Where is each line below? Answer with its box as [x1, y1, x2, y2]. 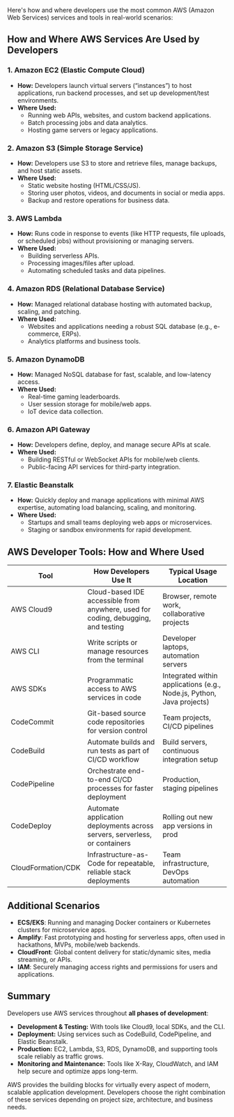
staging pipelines [162, 783, 219, 793]
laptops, [162, 642, 189, 652]
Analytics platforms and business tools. [27, 336, 141, 345]
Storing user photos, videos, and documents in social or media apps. [27, 188, 225, 197]
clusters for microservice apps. [17, 926, 107, 934]
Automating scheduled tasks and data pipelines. [27, 267, 166, 275]
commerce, [27, 330, 61, 338]
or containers [87, 838, 131, 848]
